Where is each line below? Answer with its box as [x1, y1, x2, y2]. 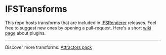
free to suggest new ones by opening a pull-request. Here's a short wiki [5, 25, 152, 30]
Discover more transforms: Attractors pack [5, 44, 92, 50]
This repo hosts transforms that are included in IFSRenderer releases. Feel [5, 20, 157, 26]
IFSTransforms [5, 3, 68, 15]
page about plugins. [5, 30, 46, 36]
